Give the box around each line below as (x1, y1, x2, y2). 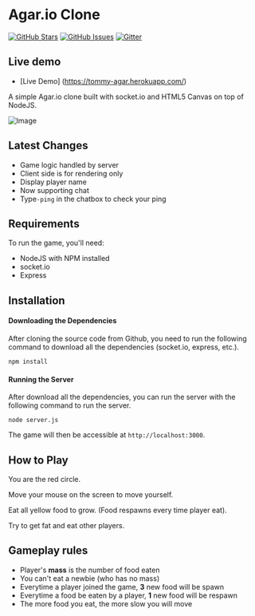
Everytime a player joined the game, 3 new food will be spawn (19, 582, 225, 591)
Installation (8, 294, 65, 307)
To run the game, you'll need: (8, 238, 105, 248)
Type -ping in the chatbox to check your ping (19, 194, 167, 203)
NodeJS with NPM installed (19, 254, 110, 263)
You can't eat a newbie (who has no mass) (19, 573, 160, 583)
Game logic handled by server (19, 160, 120, 169)
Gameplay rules (8, 544, 88, 558)
